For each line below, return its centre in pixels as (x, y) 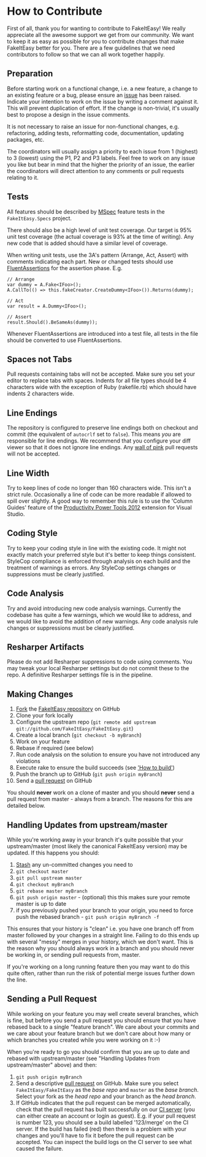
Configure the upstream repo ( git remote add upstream (86, 722)
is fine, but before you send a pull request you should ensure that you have (101, 1020)
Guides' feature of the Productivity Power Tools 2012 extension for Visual (99, 507)
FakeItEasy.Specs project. (40, 218)
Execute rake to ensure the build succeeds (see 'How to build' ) (95, 768)
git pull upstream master (49, 878)
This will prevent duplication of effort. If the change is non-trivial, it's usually (103, 108)
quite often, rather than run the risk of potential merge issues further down (101, 973)
